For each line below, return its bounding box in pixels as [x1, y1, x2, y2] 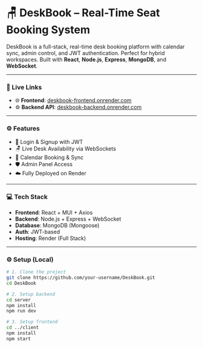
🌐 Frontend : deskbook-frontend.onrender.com [14, 97, 132, 104]
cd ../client [6, 325, 39, 331]
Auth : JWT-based [14, 228, 60, 235]
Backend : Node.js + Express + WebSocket [14, 215, 121, 222]
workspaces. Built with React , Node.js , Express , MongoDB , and [6, 56, 167, 63]
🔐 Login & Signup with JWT [14, 138, 83, 145]
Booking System [6, 23, 91, 37]
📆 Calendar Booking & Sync [14, 154, 84, 161]
